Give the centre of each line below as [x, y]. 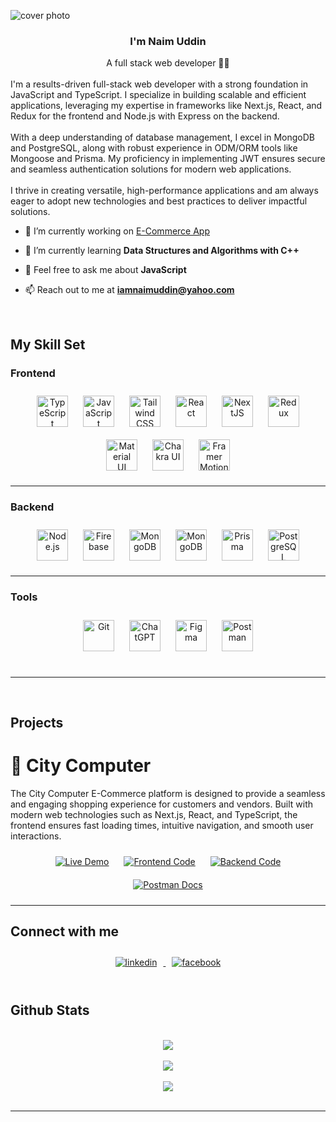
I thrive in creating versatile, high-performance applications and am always [164, 191]
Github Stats [50, 1010]
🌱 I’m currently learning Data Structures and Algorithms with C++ [162, 251]
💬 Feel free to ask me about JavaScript [105, 270]
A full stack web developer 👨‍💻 [168, 63]
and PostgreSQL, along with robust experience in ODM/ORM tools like [154, 148]
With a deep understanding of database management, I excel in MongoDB [162, 137]
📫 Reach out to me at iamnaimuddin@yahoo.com [129, 290]
